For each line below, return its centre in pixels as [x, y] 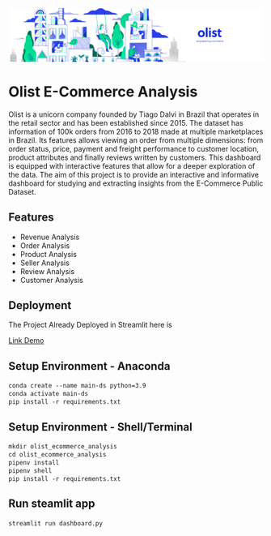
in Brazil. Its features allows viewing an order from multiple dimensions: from [136, 140]
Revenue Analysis [50, 237]
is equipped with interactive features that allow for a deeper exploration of [132, 165]
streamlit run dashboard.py [56, 523]
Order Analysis [45, 245]
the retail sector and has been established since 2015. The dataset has [126, 122]
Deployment [40, 305]
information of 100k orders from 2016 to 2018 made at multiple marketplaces [136, 131]
